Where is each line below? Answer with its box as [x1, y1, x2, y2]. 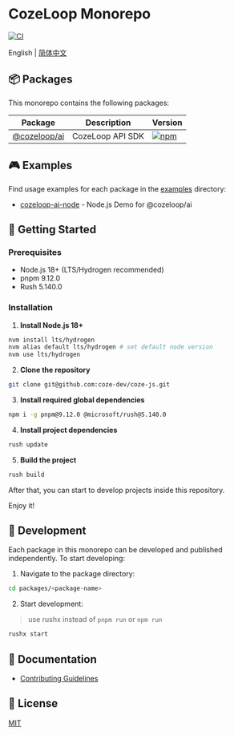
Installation [8, 302, 54, 313]
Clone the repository [19, 365, 91, 375]
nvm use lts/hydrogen [8, 350, 81, 359]
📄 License [8, 697, 58, 710]
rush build [8, 470, 45, 479]
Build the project [19, 454, 77, 465]
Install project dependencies [19, 425, 118, 434]
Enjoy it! [8, 500, 35, 510]
